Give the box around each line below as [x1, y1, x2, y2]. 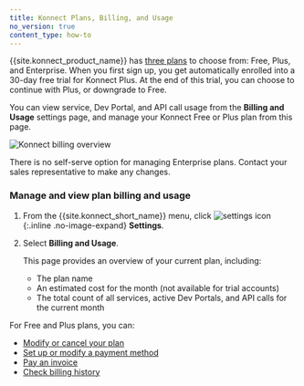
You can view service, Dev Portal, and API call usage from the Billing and [9, 102, 285, 113]
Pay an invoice [22, 357, 79, 368]
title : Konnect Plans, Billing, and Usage [9, 13, 173, 23]
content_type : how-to [9, 30, 92, 39]
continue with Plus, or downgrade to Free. [9, 84, 167, 96]
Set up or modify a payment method [22, 347, 159, 358]
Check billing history [22, 366, 100, 377]
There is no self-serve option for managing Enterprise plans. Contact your [9, 157, 288, 168]
